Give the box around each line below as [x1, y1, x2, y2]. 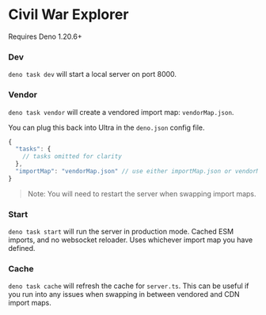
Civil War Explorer [8, 6, 129, 24]
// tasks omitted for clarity [22, 153, 123, 161]
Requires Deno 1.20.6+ [8, 32, 82, 41]
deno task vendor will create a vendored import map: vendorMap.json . [8, 107, 234, 116]
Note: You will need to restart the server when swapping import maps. [27, 188, 256, 199]
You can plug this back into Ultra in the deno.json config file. [8, 123, 205, 132]
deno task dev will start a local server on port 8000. [8, 70, 177, 79]
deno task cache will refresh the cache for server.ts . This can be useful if [8, 281, 249, 290]
